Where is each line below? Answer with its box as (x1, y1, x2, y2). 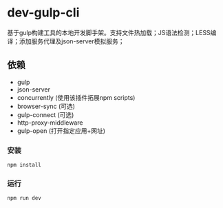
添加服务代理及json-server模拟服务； (19, 37, 125, 45)
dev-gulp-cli (7, 5, 80, 21)
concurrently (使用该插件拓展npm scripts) (17, 93, 136, 101)
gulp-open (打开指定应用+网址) (17, 126, 105, 135)
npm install (7, 162, 41, 169)
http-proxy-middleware (17, 118, 83, 127)
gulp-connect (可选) (17, 110, 74, 118)
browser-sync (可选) (17, 102, 76, 110)
